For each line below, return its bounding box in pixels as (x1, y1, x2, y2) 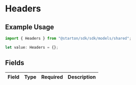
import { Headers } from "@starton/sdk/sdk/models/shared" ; (5, 36, 132, 41)
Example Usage (5, 23, 54, 31)
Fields (5, 59, 25, 67)
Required (41, 73, 63, 80)
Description (67, 73, 96, 80)
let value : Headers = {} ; (5, 45, 58, 50)
